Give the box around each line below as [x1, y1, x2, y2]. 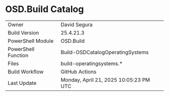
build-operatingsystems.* [60, 60, 123, 67]
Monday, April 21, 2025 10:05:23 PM [60, 76, 150, 83]
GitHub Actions [60, 68, 97, 75]
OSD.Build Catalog [5, 4, 84, 15]
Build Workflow [8, 68, 44, 75]
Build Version [8, 29, 39, 36]
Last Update [8, 79, 37, 86]
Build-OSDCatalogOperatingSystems [60, 49, 149, 56]
